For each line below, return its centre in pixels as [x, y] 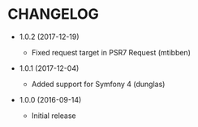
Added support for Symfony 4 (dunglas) [98, 84]
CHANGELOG [53, 14]
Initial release [54, 116]
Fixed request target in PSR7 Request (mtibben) [111, 52]
